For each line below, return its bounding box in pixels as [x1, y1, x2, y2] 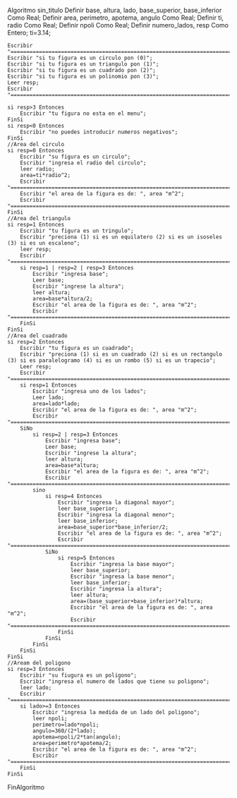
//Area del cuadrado [7, 332, 68, 339]
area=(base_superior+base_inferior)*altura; [70, 598, 203, 605]
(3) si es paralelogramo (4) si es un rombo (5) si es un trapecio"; [7, 357, 217, 364]
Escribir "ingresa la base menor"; [70, 573, 175, 580]
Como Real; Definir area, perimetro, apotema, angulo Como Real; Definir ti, [7, 13, 224, 22]
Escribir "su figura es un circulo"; [20, 153, 131, 160]
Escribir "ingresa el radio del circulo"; [20, 159, 147, 167]
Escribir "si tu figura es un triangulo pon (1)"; [7, 61, 159, 68]
